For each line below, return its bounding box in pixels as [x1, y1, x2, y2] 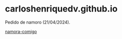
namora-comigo [5, 28, 37, 34]
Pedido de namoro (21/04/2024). [5, 19, 70, 25]
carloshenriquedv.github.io [5, 3, 118, 14]
